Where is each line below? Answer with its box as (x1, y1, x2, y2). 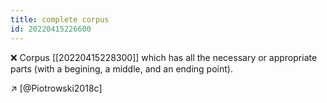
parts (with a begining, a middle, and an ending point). (10, 62, 233, 75)
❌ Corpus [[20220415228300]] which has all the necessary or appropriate (10, 51, 318, 63)
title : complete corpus (10, 14, 110, 25)
